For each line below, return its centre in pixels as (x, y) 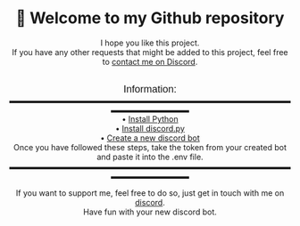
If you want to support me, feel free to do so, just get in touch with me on (150, 193)
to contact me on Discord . (150, 61)
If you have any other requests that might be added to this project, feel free (150, 52)
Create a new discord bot (153, 138)
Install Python (153, 118)
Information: (150, 89)
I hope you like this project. (150, 43)
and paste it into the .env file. (150, 157)
